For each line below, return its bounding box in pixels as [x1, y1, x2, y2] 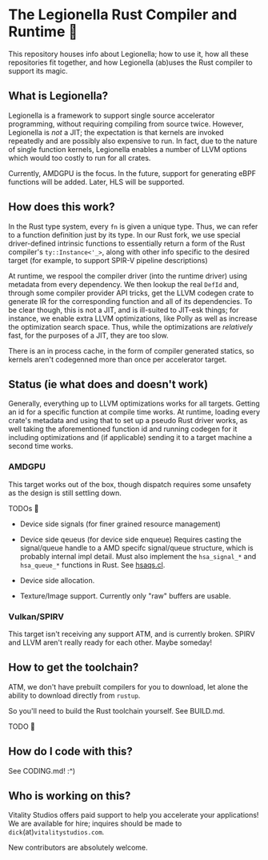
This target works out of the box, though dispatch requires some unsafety [8, 479, 252, 489]
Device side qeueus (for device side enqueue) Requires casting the [19, 534, 242, 544]
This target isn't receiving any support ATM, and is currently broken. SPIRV [8, 629, 255, 638]
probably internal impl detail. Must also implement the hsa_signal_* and [19, 551, 257, 561]
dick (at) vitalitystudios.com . [8, 827, 105, 837]
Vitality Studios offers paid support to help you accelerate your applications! [8, 810, 259, 820]
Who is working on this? [8, 789, 131, 802]
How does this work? [8, 200, 115, 214]
